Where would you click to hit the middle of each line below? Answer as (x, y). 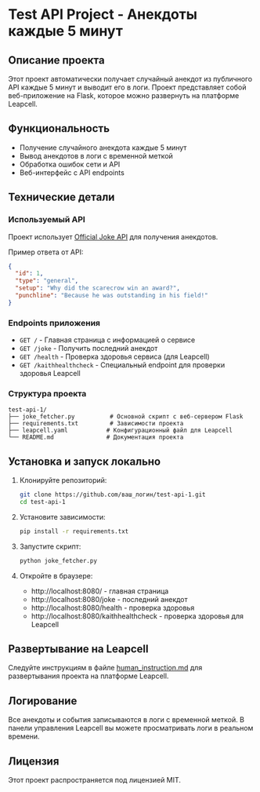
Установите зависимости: (62, 516)
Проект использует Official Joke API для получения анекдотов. (113, 236)
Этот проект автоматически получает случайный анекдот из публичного (130, 79)
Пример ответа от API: (46, 252)
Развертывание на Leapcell (78, 649)
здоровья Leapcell (50, 374)
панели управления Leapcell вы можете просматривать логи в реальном (131, 728)
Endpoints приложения (54, 323)
